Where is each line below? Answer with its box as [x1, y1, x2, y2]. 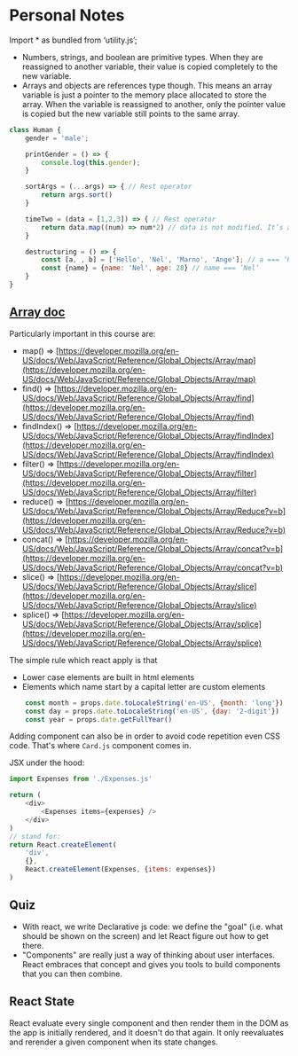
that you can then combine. [21, 968, 122, 979]
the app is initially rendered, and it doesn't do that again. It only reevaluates [9, 1027, 284, 1037]
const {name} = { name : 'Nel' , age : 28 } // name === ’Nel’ [41, 263, 260, 273]
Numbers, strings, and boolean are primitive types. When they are [21, 51, 263, 62]
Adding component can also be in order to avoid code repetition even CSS [9, 731, 281, 741]
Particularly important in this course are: [9, 328, 156, 339]
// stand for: [9, 832, 62, 841]
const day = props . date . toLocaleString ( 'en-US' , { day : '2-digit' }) [25, 707, 279, 716]
